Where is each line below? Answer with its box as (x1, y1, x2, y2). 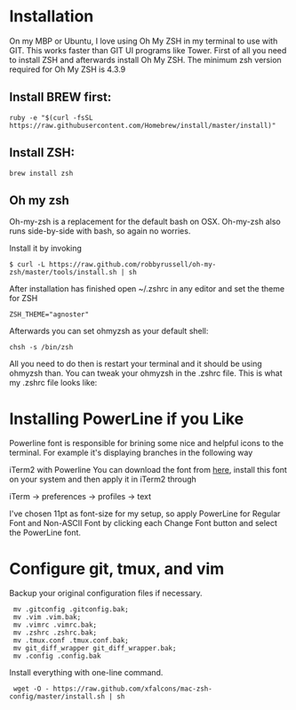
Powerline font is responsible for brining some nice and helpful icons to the (9, 438, 284, 449)
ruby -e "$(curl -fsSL (9, 113, 93, 122)
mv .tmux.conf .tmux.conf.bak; (12, 636, 129, 645)
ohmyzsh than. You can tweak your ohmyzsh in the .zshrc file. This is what (9, 368, 283, 379)
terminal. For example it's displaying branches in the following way (9, 447, 253, 459)
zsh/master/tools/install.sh (9, 268, 117, 277)
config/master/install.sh (9, 692, 105, 701)
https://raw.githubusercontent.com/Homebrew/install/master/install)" (9, 121, 276, 130)
